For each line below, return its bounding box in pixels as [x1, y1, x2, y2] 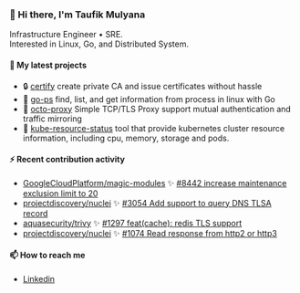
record [22, 207, 48, 218]
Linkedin [22, 273, 56, 284]
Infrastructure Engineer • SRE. [9, 29, 123, 40]
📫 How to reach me [9, 250, 86, 261]
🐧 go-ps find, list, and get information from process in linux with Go [22, 93, 275, 104]
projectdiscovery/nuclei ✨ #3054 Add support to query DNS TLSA [22, 197, 272, 208]
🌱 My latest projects [9, 59, 87, 70]
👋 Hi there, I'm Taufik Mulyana [9, 8, 146, 21]
